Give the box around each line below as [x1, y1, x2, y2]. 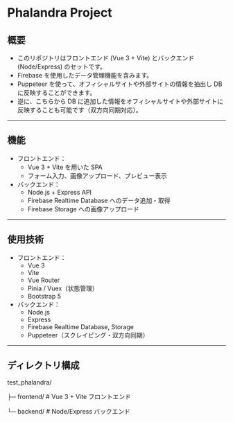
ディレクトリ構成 [7, 360, 80, 371]
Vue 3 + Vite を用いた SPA [27, 163, 103, 171]
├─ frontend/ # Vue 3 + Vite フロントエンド [7, 393, 132, 401]
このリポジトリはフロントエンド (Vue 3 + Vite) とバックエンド [17, 54, 195, 62]
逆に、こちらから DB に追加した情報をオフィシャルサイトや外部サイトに [17, 97, 224, 105]
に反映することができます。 [17, 89, 96, 96]
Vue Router [27, 276, 60, 284]
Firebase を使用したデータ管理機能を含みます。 [17, 71, 153, 79]
